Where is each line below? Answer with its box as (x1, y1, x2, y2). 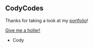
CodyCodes (5, 4, 44, 13)
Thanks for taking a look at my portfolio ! (5, 17, 88, 23)
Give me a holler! (5, 27, 40, 33)
